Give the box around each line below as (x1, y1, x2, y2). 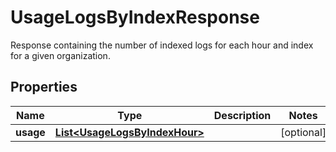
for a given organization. (10, 49, 111, 61)
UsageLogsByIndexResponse (10, 6, 260, 29)
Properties (10, 79, 78, 96)
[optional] (280, 125, 327, 139)
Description (213, 108, 272, 122)
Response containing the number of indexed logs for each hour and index (10, 39, 314, 51)
